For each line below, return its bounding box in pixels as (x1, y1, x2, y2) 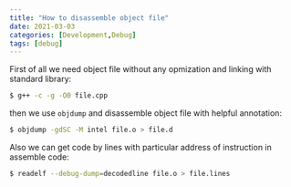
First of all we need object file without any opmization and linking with (9, 64, 272, 75)
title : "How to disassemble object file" (9, 13, 170, 23)
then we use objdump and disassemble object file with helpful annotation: (9, 108, 283, 119)
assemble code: (9, 151, 70, 162)
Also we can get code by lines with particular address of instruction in (9, 142, 272, 152)
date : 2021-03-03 (9, 22, 76, 31)
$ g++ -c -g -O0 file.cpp (9, 91, 108, 100)
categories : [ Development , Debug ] (9, 30, 137, 39)
